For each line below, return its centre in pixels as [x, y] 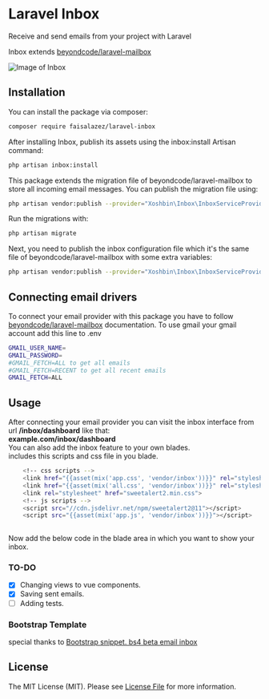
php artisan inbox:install [53, 165]
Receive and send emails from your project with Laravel [100, 36]
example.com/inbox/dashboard [62, 439]
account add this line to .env [55, 333]
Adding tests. [42, 603]
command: [26, 150]
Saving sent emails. [52, 594]
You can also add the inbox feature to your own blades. [99, 448]
